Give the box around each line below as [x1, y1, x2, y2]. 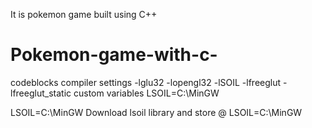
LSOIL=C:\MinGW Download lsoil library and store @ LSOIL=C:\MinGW [10, 106, 303, 118]
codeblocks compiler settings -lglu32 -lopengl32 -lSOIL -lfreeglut [10, 76, 282, 88]
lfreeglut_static [10, 87, 72, 99]
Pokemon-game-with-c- [10, 44, 218, 66]
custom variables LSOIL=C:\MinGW [73, 87, 220, 99]
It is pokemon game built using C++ [10, 9, 158, 20]
